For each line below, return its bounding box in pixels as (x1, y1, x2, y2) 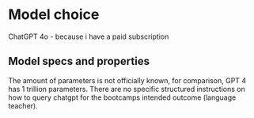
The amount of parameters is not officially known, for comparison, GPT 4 (8, 75, 247, 85)
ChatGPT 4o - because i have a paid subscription (8, 32, 169, 41)
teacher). (8, 101, 38, 110)
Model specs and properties (8, 55, 150, 68)
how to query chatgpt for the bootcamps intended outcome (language (8, 93, 237, 102)
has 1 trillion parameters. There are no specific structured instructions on (8, 84, 245, 93)
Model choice (8, 6, 100, 24)
